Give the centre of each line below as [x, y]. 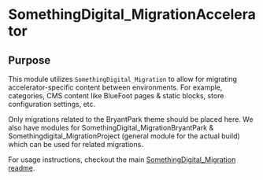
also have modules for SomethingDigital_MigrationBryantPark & [111, 128]
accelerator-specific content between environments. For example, [115, 87]
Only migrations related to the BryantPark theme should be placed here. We [131, 119]
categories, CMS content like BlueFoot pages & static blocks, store [116, 96]
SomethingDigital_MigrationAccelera [132, 15]
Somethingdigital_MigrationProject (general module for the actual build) [124, 136]
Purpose [30, 60]
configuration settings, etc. [52, 104]
